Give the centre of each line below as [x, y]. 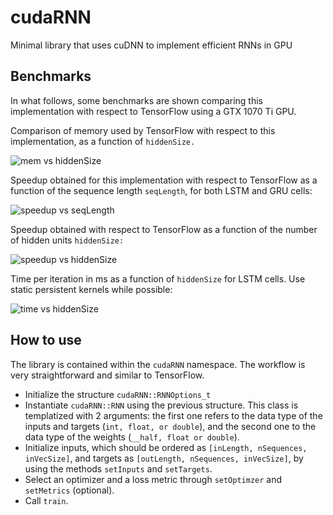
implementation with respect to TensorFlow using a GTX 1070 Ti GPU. [153, 111]
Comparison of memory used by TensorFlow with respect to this [143, 130]
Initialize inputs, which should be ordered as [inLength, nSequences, [166, 447]
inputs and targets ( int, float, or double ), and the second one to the [170, 426]
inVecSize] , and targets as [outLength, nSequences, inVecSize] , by [164, 458]
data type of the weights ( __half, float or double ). [132, 437]
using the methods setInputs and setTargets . [118, 468]
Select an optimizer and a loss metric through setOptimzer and [153, 479]
